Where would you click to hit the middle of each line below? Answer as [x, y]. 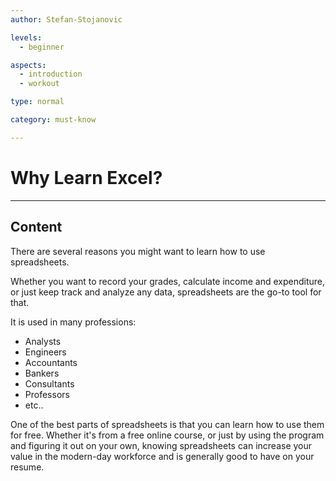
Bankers [42, 373]
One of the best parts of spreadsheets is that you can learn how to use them [167, 424]
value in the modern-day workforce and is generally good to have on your [162, 456]
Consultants [49, 383]
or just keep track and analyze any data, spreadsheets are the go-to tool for [166, 292]
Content [36, 227]
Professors [47, 394]
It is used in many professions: [73, 322]
